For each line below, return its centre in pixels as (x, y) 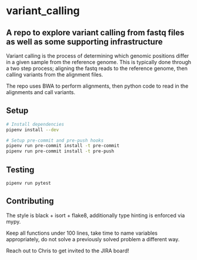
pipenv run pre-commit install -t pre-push (60, 151)
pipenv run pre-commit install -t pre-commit (63, 146)
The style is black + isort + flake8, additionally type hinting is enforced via (96, 215)
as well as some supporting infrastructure (84, 41)
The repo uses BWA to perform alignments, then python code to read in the (97, 86)
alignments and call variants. (41, 92)
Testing (20, 170)
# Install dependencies (35, 124)
